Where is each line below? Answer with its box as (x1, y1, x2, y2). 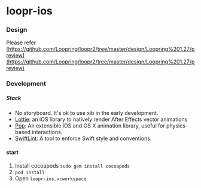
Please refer (6, 39, 36, 46)
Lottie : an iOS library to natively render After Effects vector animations (14, 116, 188, 123)
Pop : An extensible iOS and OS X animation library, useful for (14, 122, 166, 129)
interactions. (32, 129, 63, 136)
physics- (166, 122, 188, 129)
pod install (14, 169, 45, 175)
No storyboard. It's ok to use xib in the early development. (14, 110, 159, 117)
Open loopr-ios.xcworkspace (14, 175, 87, 182)
